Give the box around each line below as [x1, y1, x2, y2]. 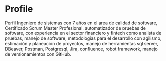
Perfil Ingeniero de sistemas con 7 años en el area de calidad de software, [5, 20, 158, 26]
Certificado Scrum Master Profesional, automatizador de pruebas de [5, 25, 146, 30]
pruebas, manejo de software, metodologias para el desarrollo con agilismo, [5, 35, 162, 41]
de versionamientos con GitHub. [5, 51, 71, 57]
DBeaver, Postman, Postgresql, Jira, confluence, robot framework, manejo [5, 46, 158, 52]
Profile [5, 3, 33, 15]
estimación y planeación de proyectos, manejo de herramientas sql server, [5, 40, 159, 46]
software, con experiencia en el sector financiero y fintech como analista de [5, 30, 162, 36]
